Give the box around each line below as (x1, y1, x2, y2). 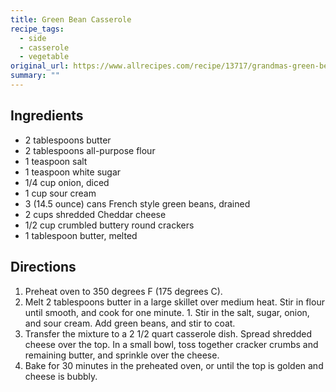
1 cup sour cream (24, 187, 97, 199)
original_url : (10, 61, 70, 71)
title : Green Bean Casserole (10, 14, 132, 25)
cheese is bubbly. (24, 370, 98, 382)
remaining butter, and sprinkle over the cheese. (24, 349, 220, 361)
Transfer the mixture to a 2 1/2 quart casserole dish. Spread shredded (24, 327, 312, 340)
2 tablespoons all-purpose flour (24, 144, 156, 156)
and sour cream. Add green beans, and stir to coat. (24, 317, 236, 329)
